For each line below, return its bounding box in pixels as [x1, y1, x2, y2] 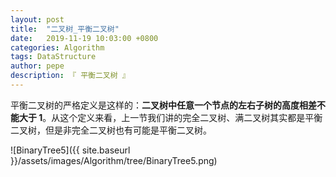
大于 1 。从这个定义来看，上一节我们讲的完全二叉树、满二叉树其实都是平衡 [18, 111, 323, 123]
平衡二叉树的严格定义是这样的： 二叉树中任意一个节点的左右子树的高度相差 [10, 99, 317, 111]
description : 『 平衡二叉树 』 [10, 71, 130, 81]
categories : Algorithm [10, 42, 105, 53]
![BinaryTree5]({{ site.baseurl [10, 144, 131, 156]
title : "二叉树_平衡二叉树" [10, 24, 120, 34]
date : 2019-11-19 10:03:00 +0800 [10, 33, 159, 43]
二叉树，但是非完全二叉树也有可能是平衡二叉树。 [10, 124, 212, 136]
